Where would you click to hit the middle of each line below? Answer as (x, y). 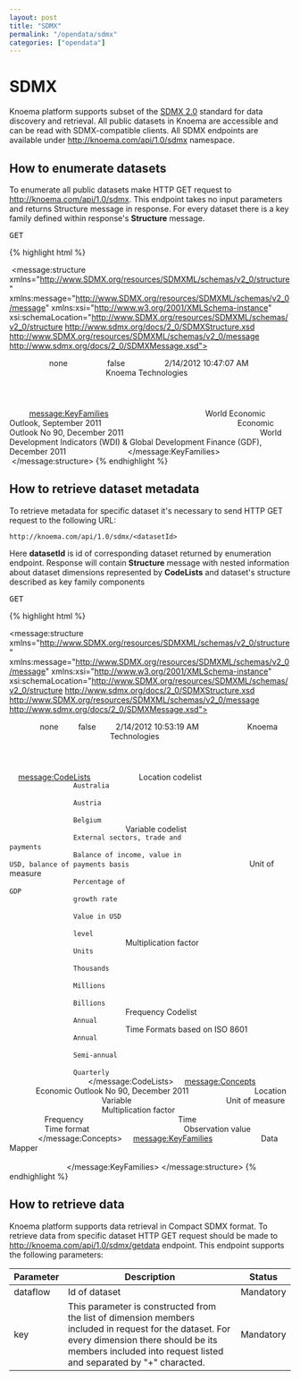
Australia (91, 785)
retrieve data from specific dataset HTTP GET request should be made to (144, 1235)
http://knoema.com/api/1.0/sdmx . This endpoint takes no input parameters (146, 199)
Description (150, 1276)
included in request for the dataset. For (149, 1328)
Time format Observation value (148, 1129)
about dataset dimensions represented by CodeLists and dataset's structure (150, 572)
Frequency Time (121, 1119)
